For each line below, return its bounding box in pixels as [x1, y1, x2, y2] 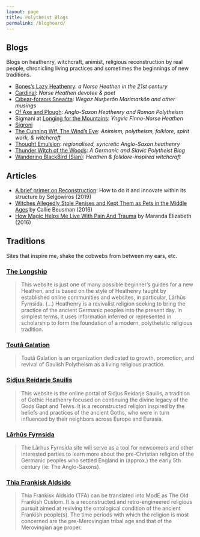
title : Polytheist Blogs [6, 14, 68, 20]
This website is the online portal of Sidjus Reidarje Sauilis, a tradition [20, 389, 190, 397]
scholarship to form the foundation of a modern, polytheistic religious [20, 319, 193, 327]
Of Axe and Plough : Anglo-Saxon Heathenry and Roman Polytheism [14, 108, 184, 116]
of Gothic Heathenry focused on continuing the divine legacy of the [20, 396, 188, 403]
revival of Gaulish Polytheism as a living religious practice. [20, 361, 165, 368]
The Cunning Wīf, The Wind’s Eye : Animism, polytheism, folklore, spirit [14, 128, 190, 135]
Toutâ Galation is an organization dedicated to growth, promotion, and [20, 354, 195, 362]
